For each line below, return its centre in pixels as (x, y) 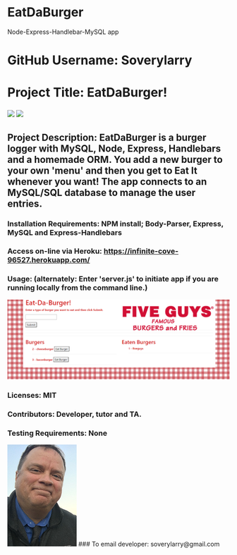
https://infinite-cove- (141, 251)
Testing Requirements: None (57, 433)
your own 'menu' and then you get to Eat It (102, 170)
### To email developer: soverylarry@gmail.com (149, 544)
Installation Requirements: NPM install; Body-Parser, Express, (115, 224)
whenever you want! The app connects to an (107, 182)
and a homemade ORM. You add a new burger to (115, 159)
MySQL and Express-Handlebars (65, 232)
